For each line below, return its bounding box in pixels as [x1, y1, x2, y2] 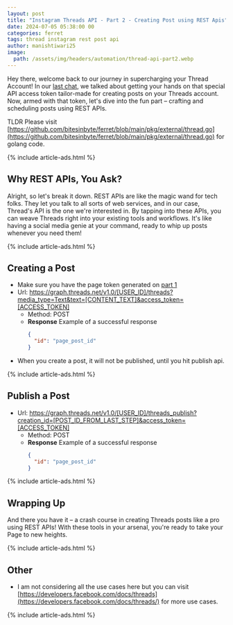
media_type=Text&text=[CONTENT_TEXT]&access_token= [17, 295, 184, 304]
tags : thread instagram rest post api [7, 36, 119, 43]
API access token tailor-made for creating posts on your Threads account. [7, 89, 219, 97]
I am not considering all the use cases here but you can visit [17, 583, 189, 591]
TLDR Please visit [7, 117, 58, 126]
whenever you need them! [7, 229, 82, 237]
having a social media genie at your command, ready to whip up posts [7, 221, 208, 229]
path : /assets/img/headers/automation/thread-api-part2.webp [13, 56, 194, 63]
